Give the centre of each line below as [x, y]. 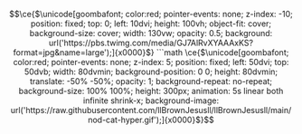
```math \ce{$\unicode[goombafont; [222, 53]
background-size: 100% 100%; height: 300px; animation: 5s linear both [151, 91]
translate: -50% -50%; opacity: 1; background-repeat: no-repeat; [151, 81]
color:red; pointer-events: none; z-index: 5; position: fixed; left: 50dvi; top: [151, 62]
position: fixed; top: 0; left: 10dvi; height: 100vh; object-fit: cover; [151, 24]
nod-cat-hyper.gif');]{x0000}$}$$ [151, 120]
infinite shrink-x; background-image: [151, 100]
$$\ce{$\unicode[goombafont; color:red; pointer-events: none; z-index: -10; [151, 14]
